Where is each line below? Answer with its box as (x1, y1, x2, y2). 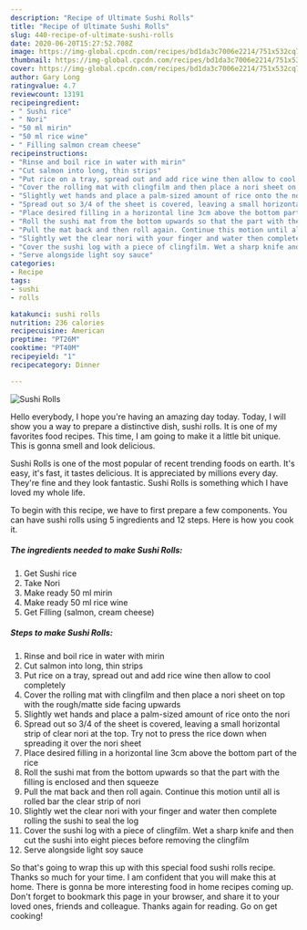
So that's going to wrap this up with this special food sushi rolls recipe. (10, 862, 276, 873)
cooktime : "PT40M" (10, 344, 80, 353)
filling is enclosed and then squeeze (23, 776, 159, 787)
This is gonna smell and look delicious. (10, 439, 156, 451)
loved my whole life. (10, 487, 86, 498)
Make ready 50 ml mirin (23, 587, 113, 598)
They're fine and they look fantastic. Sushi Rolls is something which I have (10, 477, 289, 488)
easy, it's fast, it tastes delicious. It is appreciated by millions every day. (10, 467, 279, 479)
